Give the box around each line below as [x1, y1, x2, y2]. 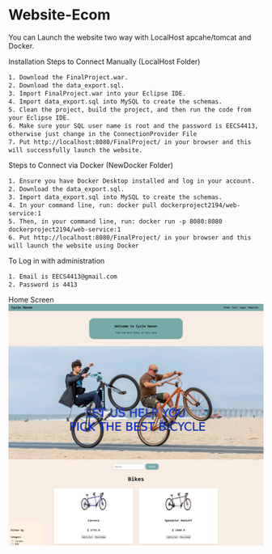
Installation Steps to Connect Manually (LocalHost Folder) [8, 57, 201, 66]
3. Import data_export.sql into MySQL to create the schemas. [8, 192, 223, 201]
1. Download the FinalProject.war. [8, 73, 129, 82]
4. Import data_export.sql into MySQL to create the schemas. [8, 97, 223, 106]
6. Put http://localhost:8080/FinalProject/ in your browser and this [8, 233, 252, 242]
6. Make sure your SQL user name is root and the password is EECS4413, [8, 121, 259, 130]
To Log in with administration [8, 256, 105, 265]
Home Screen [8, 294, 54, 304]
